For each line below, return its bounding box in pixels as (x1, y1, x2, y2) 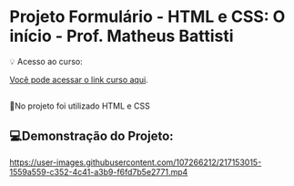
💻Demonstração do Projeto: (9, 128, 175, 143)
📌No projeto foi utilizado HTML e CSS (9, 100, 150, 111)
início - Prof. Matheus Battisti (9, 26, 234, 46)
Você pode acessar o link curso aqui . (9, 74, 148, 85)
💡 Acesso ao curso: (9, 56, 84, 67)
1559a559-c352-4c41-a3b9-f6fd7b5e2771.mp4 (9, 167, 188, 178)
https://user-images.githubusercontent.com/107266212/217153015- (9, 157, 262, 168)
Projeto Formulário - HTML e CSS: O (9, 6, 286, 27)
